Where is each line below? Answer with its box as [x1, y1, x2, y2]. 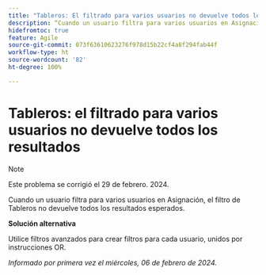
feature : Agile [8, 33, 59, 42]
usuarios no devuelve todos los [8, 120, 218, 139]
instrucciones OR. [8, 243, 66, 252]
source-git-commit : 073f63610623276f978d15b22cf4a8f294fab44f [8, 41, 218, 49]
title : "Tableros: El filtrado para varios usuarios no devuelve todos [8, 11, 249, 20]
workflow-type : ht [8, 48, 69, 56]
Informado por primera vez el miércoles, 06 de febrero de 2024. [8, 258, 218, 267]
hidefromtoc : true [8, 26, 69, 34]
